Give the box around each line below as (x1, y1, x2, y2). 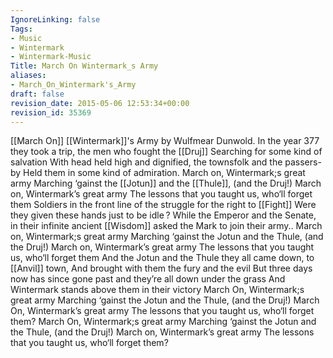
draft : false (10, 89, 65, 99)
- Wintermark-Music (10, 52, 92, 62)
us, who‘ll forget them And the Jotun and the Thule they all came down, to (10, 252, 315, 264)
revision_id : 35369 (10, 107, 92, 118)
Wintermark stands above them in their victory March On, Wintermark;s (10, 284, 305, 296)
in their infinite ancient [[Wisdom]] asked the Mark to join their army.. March (10, 220, 323, 232)
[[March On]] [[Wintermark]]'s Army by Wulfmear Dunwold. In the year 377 (10, 135, 320, 147)
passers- (284, 156, 322, 168)
